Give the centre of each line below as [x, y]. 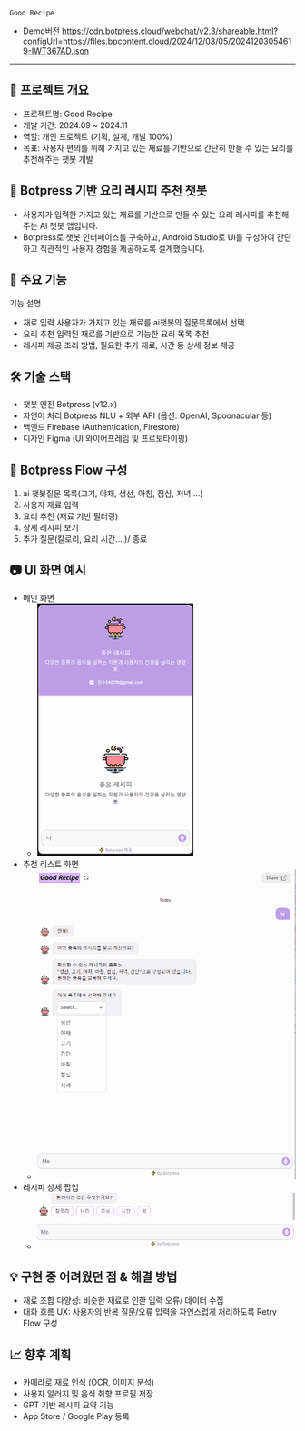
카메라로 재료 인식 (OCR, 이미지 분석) [89, 1382]
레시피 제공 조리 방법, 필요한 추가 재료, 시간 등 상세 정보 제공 [129, 345]
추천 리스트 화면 [50, 864]
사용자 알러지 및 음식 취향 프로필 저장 [88, 1394]
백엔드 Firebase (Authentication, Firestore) [101, 427]
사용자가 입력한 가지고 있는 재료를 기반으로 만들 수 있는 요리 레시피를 [143, 214]
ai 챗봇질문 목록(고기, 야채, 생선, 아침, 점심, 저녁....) [113, 494]
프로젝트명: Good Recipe [68, 114]
